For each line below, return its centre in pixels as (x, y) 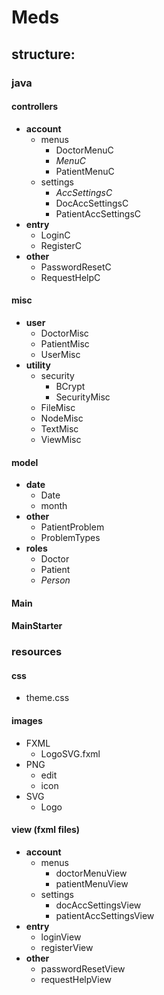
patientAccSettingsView (105, 915)
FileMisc (58, 407)
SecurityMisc (83, 397)
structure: (43, 54)
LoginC (55, 235)
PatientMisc (65, 343)
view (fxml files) (46, 830)
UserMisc (60, 354)
